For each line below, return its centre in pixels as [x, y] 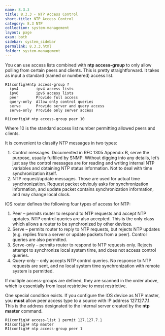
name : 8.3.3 [17, 10]
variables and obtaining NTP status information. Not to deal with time [82, 168]
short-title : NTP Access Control [39, 19]
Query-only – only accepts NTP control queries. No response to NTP [82, 260]
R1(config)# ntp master [30, 324]
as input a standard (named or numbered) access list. [59, 75]
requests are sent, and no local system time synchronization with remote [86, 266]
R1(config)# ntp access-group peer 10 [45, 119]
